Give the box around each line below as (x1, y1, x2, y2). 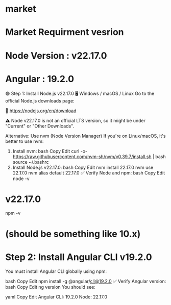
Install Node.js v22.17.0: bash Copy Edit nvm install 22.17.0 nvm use (12, 164, 154, 170)
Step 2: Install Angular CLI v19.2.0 (5, 251, 152, 263)
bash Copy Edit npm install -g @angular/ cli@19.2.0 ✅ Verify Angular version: (5, 278, 166, 284)
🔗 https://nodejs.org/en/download (5, 108, 77, 114)
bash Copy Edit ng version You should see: (5, 284, 96, 290)
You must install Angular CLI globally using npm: (5, 268, 107, 274)
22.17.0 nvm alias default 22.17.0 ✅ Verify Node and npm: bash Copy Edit (12, 169, 165, 176)
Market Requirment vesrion (5, 27, 124, 38)
